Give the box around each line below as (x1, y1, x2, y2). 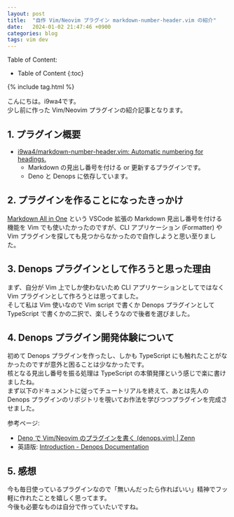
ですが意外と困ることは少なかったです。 (31, 360, 149, 368)
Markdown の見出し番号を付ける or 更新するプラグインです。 (27, 163, 205, 172)
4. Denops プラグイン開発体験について (7, 331, 174, 343)
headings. (17, 155, 47, 163)
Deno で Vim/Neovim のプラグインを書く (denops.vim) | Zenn (17, 434, 195, 442)
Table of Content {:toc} (17, 69, 84, 78)
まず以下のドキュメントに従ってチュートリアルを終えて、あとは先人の (7, 387, 209, 395)
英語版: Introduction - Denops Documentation (17, 443, 149, 451)
